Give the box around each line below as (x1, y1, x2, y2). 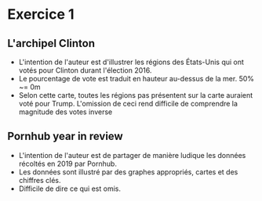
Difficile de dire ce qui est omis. (18, 184, 121, 193)
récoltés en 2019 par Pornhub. (18, 159, 117, 168)
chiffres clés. (18, 175, 61, 185)
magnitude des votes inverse (18, 107, 113, 117)
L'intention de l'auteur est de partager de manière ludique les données (18, 150, 246, 160)
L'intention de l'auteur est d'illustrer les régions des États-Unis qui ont (18, 57, 245, 66)
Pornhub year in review (7, 130, 123, 143)
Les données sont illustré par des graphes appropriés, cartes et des (18, 167, 238, 177)
